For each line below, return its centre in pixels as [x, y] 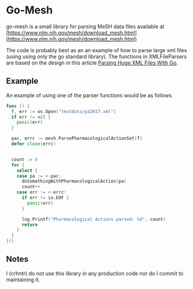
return [30, 225]
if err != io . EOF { [45, 198]
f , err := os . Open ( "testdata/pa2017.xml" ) [64, 111]
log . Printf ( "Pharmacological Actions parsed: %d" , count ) [94, 219]
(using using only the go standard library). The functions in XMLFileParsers [96, 56]
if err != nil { [31, 117]
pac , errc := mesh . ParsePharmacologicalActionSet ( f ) [77, 138]
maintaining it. [23, 280]
